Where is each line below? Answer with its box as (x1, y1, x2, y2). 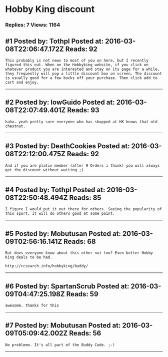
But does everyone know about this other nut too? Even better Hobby (5, 250, 153, 256)
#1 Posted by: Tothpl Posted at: (5, 37, 104, 46)
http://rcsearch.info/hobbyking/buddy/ (5, 264, 88, 269)
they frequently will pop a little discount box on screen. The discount (5, 71, 162, 76)
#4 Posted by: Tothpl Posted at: (5, 185, 105, 194)
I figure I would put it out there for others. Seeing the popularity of (5, 207, 162, 212)
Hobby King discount (5, 4, 95, 15)
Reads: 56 (69, 329, 101, 337)
